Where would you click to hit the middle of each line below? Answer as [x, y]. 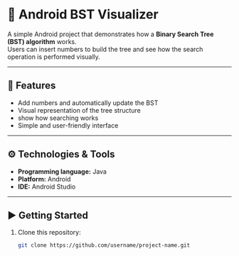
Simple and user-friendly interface [68, 125]
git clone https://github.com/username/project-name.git [104, 245]
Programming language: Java [62, 171]
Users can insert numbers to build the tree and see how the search [105, 49]
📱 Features [32, 85]
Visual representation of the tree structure [79, 110]
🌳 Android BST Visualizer [83, 15]
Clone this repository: [49, 233]
